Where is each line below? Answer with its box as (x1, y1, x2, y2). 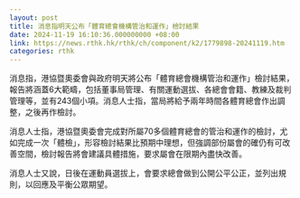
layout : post (9, 13, 59, 23)
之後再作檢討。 (24, 107, 81, 118)
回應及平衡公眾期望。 (33, 179, 113, 190)
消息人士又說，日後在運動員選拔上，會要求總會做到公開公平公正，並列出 (9, 168, 278, 179)
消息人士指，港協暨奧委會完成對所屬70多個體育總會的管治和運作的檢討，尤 (9, 126, 288, 137)
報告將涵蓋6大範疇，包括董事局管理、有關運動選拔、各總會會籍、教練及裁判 (9, 84, 292, 95)
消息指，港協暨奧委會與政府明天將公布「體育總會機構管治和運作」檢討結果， (9, 73, 295, 84)
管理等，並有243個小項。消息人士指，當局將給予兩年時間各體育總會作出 (9, 96, 278, 107)
